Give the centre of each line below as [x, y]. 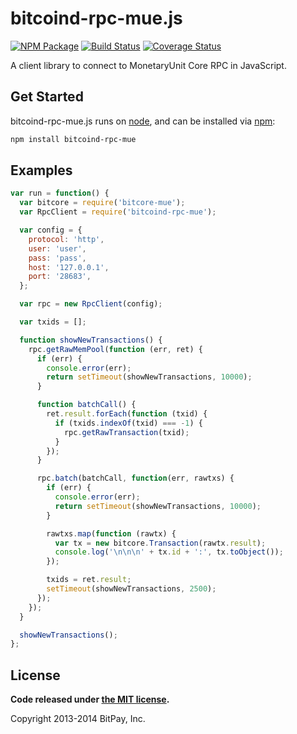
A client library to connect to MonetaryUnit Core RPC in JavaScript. [148, 65]
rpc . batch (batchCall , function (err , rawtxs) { [135, 478]
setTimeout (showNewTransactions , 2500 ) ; [131, 589]
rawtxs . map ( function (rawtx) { [111, 533]
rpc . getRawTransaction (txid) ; [126, 432]
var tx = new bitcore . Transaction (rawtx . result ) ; [160, 543]
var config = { [51, 230]
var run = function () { [60, 193]
